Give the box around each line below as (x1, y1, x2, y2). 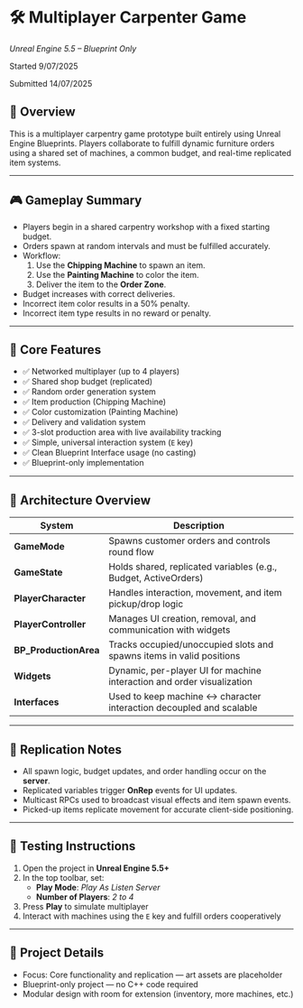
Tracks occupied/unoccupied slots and (107, 638, 274, 651)
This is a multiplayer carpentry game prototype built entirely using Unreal (9, 128, 281, 139)
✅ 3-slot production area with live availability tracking (22, 427, 222, 438)
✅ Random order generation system (22, 386, 156, 397)
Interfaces (14, 696, 60, 708)
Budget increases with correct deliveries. (22, 288, 176, 299)
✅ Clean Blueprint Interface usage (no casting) (22, 448, 197, 458)
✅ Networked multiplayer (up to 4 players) (22, 366, 180, 377)
